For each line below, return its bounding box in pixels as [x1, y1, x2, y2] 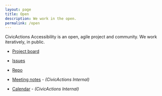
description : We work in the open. [5, 16, 77, 21]
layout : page [5, 7, 31, 12]
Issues [12, 58, 26, 64]
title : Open [5, 12, 29, 16]
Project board [12, 48, 40, 54]
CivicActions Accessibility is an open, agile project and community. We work [5, 34, 157, 40]
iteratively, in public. [5, 39, 45, 45]
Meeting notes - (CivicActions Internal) [12, 77, 90, 82]
